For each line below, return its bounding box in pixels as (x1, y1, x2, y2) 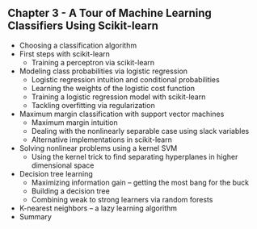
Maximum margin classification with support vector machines (19, 109, 225, 119)
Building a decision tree (31, 185, 110, 196)
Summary (19, 211, 52, 221)
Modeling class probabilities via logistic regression (19, 66, 187, 76)
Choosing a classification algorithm (19, 40, 137, 50)
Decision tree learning (19, 169, 94, 178)
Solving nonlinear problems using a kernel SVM (19, 143, 178, 152)
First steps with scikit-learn (19, 48, 111, 59)
